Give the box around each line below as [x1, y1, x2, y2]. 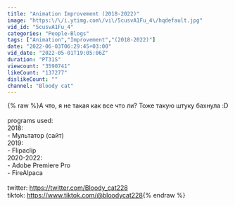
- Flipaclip [7, 146, 37, 155]
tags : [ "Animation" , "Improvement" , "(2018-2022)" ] [7, 37, 156, 44]
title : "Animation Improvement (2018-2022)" [7, 10, 140, 18]
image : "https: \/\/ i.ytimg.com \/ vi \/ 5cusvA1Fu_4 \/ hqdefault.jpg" [7, 17, 203, 24]
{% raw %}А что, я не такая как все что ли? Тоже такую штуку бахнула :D [7, 101, 229, 110]
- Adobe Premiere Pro [7, 161, 71, 169]
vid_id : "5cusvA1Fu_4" [7, 23, 74, 30]
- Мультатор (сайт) [7, 131, 65, 140]
